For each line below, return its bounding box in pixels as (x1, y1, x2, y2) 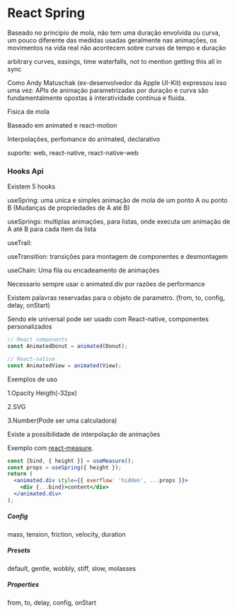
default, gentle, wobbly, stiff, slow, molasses (7, 564, 137, 572)
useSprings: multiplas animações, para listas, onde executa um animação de (7, 218, 231, 226)
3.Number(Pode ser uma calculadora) (7, 416, 117, 425)
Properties (7, 580, 40, 589)
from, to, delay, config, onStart (7, 598, 97, 607)
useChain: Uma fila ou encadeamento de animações (7, 266, 160, 274)
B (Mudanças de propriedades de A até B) (7, 203, 130, 212)
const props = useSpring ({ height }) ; (7, 464, 122, 471)
